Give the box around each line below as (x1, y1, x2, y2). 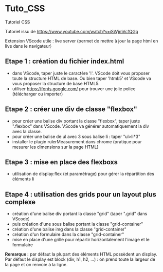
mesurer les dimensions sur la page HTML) (12, 144, 99, 150)
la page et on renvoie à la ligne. (5, 262, 68, 268)
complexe (5, 198, 36, 206)
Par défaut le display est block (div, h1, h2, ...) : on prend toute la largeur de (5, 256, 156, 262)
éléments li (12, 176, 34, 182)
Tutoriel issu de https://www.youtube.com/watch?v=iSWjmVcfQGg (5, 28, 139, 34)
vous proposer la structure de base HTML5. (12, 80, 100, 86)
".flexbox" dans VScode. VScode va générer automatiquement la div (12, 123, 149, 129)
